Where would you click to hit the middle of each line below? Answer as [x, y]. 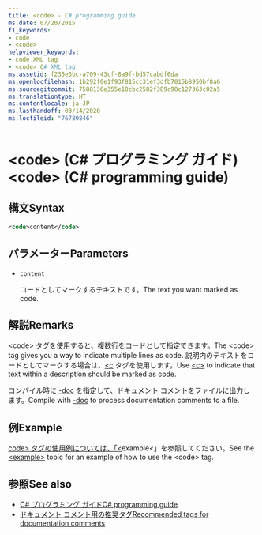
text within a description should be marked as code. [92, 374]
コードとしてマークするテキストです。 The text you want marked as [129, 289]
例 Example [35, 428]
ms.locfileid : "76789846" [51, 119]
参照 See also [40, 484]
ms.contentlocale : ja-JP [49, 104]
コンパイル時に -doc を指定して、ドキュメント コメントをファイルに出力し [129, 390]
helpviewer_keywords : [44, 52]
